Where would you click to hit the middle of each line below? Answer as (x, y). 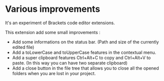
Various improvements (53, 9)
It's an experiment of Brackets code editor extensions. (60, 23)
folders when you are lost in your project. (54, 73)
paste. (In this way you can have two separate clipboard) (70, 63)
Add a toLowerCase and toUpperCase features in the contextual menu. (84, 52)
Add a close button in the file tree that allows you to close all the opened (85, 68)
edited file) (23, 47)
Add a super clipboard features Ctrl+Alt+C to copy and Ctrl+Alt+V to (82, 57)
